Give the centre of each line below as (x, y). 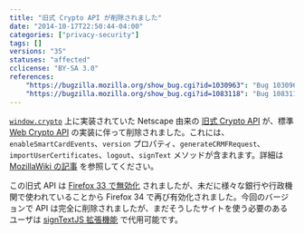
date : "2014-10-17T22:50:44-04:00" (76, 26)
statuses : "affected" (50, 60)
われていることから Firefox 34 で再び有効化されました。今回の (149, 197)
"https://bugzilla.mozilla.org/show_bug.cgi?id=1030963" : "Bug (147, 85)
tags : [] (26, 43)
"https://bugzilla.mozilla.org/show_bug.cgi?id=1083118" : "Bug (147, 93)
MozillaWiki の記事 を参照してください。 (84, 166)
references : (32, 77)
